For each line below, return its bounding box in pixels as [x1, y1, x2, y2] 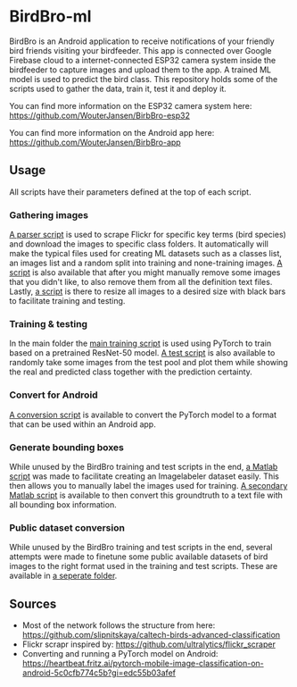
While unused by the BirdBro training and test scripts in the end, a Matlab [9, 461, 278, 472]
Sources [9, 596, 57, 611]
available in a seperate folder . [9, 570, 118, 582]
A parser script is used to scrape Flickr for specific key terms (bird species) [9, 230, 287, 240]
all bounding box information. [9, 498, 118, 510]
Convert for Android [9, 389, 98, 401]
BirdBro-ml [9, 6, 92, 27]
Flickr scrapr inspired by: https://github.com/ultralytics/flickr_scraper [21, 639, 276, 649]
